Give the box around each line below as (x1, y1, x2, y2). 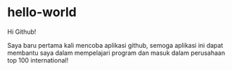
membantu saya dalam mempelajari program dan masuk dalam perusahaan (7, 49, 226, 57)
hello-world (7, 4, 77, 20)
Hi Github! (7, 27, 37, 36)
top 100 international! (7, 56, 69, 64)
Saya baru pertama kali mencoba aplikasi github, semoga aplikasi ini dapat (7, 41, 224, 49)
